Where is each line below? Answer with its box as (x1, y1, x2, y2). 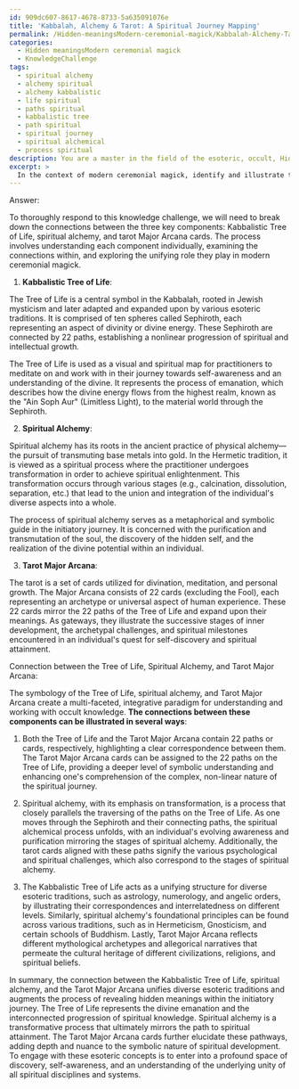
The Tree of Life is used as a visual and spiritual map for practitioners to (9, 358, 273, 370)
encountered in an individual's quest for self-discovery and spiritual (9, 635, 257, 645)
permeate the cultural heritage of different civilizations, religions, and (21, 948, 276, 959)
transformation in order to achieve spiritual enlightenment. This (9, 469, 240, 479)
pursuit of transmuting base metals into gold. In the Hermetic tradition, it (22, 450, 287, 461)
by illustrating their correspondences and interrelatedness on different (21, 901, 280, 912)
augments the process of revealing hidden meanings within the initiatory (9, 994, 274, 1004)
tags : (9, 63, 29, 72)
